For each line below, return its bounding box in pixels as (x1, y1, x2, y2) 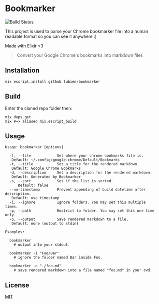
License (5, 281, 29, 289)
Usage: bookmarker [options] (5, 145, 64, 150)
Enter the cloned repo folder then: (5, 105, 72, 111)
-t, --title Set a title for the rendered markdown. (9, 162, 139, 167)
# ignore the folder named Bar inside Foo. (14, 255, 103, 260)
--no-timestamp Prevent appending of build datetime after (9, 187, 146, 192)
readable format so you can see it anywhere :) (5, 33, 97, 39)
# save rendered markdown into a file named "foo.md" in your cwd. (14, 268, 152, 273)
